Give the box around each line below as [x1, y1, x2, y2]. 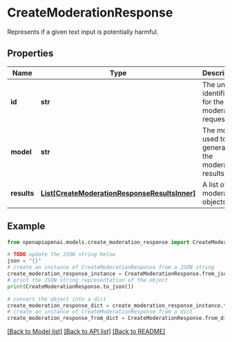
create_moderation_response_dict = [7, 302, 110, 309]
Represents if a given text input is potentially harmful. [7, 28, 159, 36]
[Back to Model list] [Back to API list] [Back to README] [7, 328, 166, 336]
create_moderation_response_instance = [7, 270, 122, 277]
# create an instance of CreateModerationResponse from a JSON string [7, 264, 215, 271]
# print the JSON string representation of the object [7, 276, 168, 283]
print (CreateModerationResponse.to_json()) [7, 283, 135, 290]
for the [202, 97, 224, 106]
